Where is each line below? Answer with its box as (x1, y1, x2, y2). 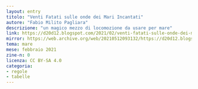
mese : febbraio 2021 (6, 47, 57, 53)
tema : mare (6, 42, 33, 47)
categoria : (6, 63, 33, 69)
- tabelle (6, 74, 31, 80)
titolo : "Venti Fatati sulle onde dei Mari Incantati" (6, 14, 144, 20)
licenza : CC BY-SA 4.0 (6, 57, 62, 63)
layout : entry (6, 8, 41, 15)
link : (6, 30, 19, 36)
